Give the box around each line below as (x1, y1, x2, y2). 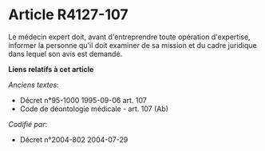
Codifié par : (8, 119, 48, 129)
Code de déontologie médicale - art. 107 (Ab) (19, 104, 169, 113)
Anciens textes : (8, 80, 60, 89)
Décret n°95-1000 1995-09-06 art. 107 (19, 95, 148, 105)
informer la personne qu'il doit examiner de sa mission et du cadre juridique (8, 40, 257, 50)
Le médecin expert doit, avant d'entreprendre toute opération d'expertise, (8, 32, 251, 42)
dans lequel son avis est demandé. (8, 49, 123, 58)
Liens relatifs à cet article (8, 64, 94, 74)
